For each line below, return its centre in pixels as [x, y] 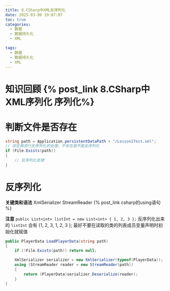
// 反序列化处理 [29, 160]
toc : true [16, 19]
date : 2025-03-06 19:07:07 [34, 15]
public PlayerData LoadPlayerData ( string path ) [57, 241]
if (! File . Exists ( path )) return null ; [56, 251]
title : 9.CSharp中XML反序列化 [35, 10]
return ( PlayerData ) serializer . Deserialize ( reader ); [81, 274]
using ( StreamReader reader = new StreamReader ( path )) [74, 265]
